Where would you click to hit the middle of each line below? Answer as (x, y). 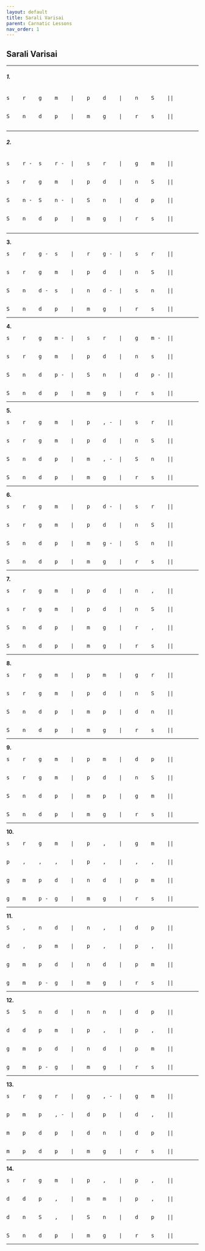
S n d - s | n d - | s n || (90, 291)
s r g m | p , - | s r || (90, 422)
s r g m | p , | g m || (90, 843)
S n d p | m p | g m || (90, 796)
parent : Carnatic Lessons (39, 23)
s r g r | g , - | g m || (90, 1096)
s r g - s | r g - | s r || (90, 254)
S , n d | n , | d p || (90, 928)
